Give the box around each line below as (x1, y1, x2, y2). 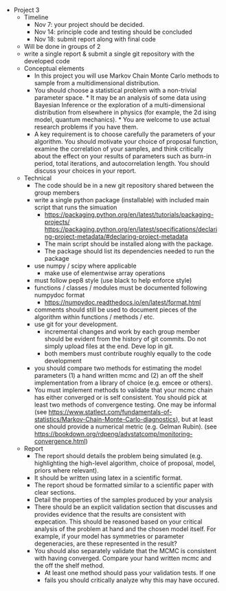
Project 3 (13, 6, 40, 14)
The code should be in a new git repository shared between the (34, 182, 214, 189)
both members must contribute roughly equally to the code (44, 350, 212, 357)
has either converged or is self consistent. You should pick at (34, 394, 207, 401)
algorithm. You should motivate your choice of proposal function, (34, 138, 218, 145)
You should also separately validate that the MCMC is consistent (34, 547, 217, 555)
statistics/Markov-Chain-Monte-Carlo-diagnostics (34, 416, 177, 423)
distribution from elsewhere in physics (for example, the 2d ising (34, 108, 216, 116)
